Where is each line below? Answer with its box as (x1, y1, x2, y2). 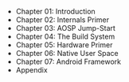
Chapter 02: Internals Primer (15, 15, 110, 24)
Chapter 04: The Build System (15, 32, 115, 41)
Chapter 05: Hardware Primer (15, 40, 113, 50)
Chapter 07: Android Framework (15, 57, 122, 66)
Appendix (15, 65, 48, 74)
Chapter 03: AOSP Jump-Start (15, 24, 115, 32)
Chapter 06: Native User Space (15, 49, 119, 58)
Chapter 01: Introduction (15, 7, 96, 16)
